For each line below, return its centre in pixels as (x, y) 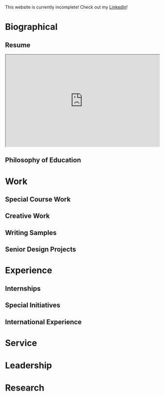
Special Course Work (38, 199)
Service (21, 343)
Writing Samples (31, 233)
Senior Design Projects (41, 250)
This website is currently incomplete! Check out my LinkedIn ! (66, 7)
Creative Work (28, 216)
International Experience (43, 322)
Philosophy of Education (43, 160)
